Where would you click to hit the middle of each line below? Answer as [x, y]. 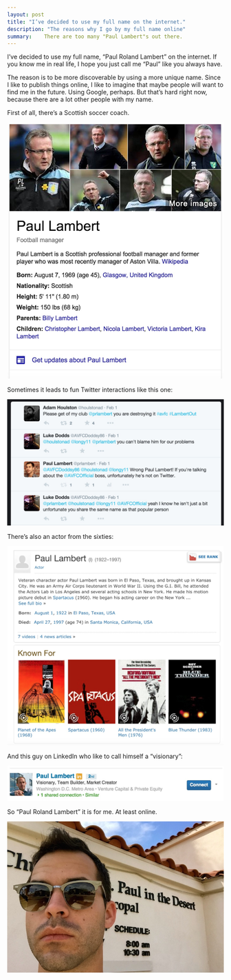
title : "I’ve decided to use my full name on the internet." [97, 22]
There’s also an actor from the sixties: [60, 537]
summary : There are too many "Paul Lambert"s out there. [95, 37]
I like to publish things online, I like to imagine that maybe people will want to [115, 85]
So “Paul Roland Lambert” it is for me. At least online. [82, 811]
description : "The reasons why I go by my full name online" [97, 29]
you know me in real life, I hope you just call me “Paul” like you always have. [115, 64]
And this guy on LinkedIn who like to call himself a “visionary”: [95, 756]
